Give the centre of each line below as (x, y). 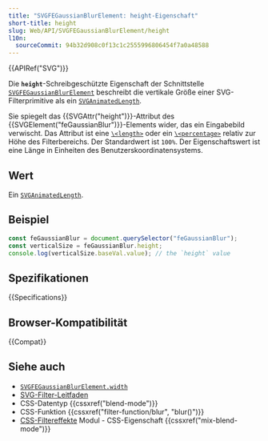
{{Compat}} (27, 342)
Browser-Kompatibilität (68, 322)
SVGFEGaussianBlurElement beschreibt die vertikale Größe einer (112, 92)
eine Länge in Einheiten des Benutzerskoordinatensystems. (106, 150)
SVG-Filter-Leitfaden (54, 395)
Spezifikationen (49, 278)
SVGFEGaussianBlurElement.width (74, 387)
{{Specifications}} (38, 298)
